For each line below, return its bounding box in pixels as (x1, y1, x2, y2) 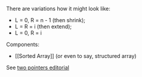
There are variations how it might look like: (6, 5, 110, 12)
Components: (6, 41, 40, 48)
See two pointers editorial (6, 64, 70, 71)
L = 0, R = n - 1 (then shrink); (14, 17, 85, 23)
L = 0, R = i (14, 29, 42, 36)
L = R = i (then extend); (14, 23, 72, 30)
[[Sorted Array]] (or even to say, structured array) (14, 53, 137, 59)
